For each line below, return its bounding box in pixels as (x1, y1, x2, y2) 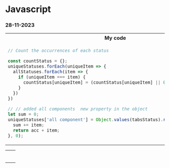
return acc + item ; (13, 128, 60, 133)
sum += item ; (13, 122, 45, 128)
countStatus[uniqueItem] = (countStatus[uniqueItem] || (23, 80, 161, 85)
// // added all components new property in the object (8, 106, 148, 112)
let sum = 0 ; (8, 111, 39, 117)
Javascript (5, 4, 52, 15)
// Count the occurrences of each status (8, 48, 109, 53)
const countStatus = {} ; (8, 58, 68, 64)
